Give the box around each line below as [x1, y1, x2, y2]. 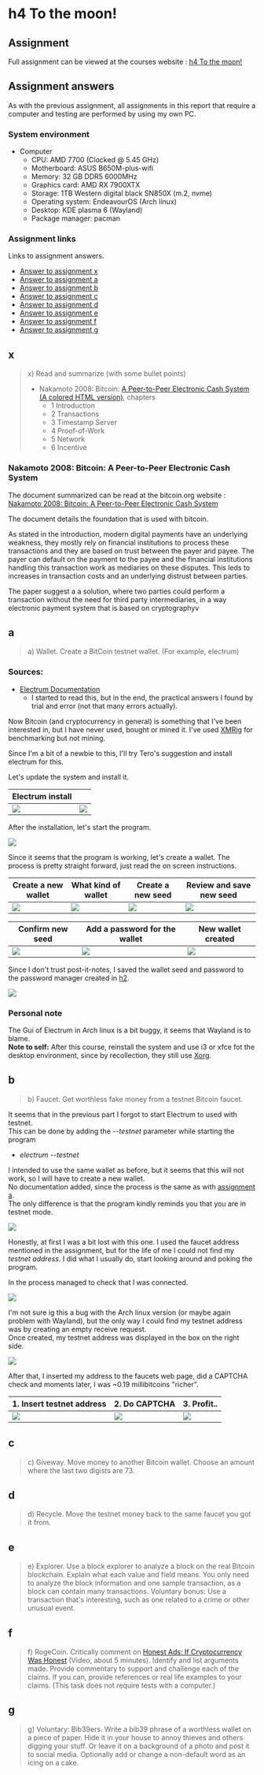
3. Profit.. [182, 1398, 218, 1409]
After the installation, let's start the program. [8, 822, 152, 832]
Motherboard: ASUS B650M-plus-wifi [31, 163, 154, 173]
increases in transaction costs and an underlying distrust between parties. [8, 571, 248, 580]
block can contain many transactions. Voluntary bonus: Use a [27, 1587, 226, 1596]
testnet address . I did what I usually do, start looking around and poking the [8, 1254, 253, 1263]
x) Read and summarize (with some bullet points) [27, 369, 186, 378]
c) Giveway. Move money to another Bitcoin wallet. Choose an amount [27, 1457, 255, 1467]
